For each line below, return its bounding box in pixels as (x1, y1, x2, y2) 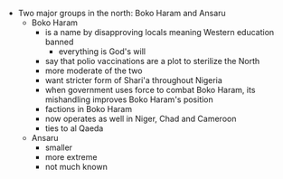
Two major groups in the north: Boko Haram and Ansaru (17, 8, 226, 18)
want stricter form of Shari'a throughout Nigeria (44, 75, 223, 85)
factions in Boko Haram (44, 104, 133, 114)
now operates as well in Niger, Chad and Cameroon (44, 113, 237, 124)
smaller (44, 142, 73, 153)
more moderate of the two (44, 65, 143, 76)
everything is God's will (58, 46, 146, 57)
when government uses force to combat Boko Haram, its (44, 85, 256, 95)
